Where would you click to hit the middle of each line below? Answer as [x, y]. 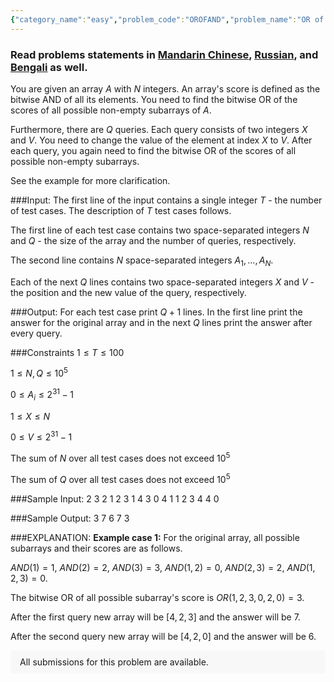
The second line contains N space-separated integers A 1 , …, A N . [142, 261]
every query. [36, 333]
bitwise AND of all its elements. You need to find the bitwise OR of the [154, 99]
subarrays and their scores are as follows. [96, 548]
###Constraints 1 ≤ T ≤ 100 [67, 352]
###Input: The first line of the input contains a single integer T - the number [166, 200]
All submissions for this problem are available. [114, 662]
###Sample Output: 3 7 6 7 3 [70, 518]
